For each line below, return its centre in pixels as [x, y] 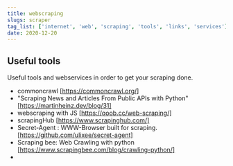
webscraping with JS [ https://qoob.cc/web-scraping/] [94, 113]
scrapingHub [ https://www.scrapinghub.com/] [83, 120]
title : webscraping [35, 13]
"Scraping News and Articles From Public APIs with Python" [103, 98]
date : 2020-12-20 [32, 33]
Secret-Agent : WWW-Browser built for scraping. [87, 128]
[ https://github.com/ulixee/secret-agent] [75, 135]
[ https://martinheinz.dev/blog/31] [64, 106]
